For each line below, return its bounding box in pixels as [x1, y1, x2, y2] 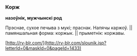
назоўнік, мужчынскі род [5, 15, 62, 21]
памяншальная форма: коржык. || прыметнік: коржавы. [5, 30, 125, 36]
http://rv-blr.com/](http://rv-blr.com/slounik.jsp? [7, 40, 107, 46]
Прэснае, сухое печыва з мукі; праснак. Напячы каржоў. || [5, 25, 132, 31]
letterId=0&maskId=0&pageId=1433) [5, 45, 82, 51]
